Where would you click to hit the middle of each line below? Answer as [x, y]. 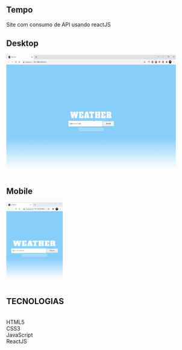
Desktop [23, 44]
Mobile [20, 192]
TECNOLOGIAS [35, 301]
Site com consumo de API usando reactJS [58, 24]
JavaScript [20, 335]
